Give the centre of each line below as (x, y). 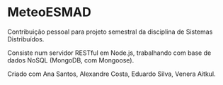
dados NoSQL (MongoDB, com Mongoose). (71, 60)
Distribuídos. (26, 39)
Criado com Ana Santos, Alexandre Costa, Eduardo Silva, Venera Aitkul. (111, 74)
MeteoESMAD (50, 12)
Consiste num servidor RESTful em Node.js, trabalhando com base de (109, 53)
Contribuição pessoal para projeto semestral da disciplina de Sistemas (110, 32)
